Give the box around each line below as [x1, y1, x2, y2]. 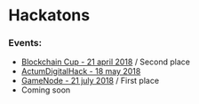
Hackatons [8, 5, 91, 26]
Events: [8, 37, 42, 49]
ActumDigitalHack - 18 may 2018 [20, 66, 141, 77]
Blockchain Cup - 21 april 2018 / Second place [20, 56, 190, 67]
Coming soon [20, 85, 71, 95]
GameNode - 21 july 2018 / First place [20, 76, 160, 86]
